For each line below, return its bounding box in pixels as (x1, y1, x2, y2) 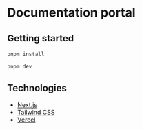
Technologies (7, 82, 68, 94)
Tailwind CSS (17, 108, 55, 116)
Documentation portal (7, 5, 136, 21)
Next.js (17, 100, 38, 109)
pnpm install (7, 50, 45, 57)
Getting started (7, 32, 74, 44)
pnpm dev (7, 63, 32, 70)
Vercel (17, 115, 36, 124)
